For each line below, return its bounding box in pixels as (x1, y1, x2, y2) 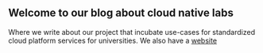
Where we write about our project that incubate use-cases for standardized (8, 27, 256, 36)
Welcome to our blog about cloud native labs (8, 6, 234, 20)
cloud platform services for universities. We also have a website (8, 36, 217, 45)
